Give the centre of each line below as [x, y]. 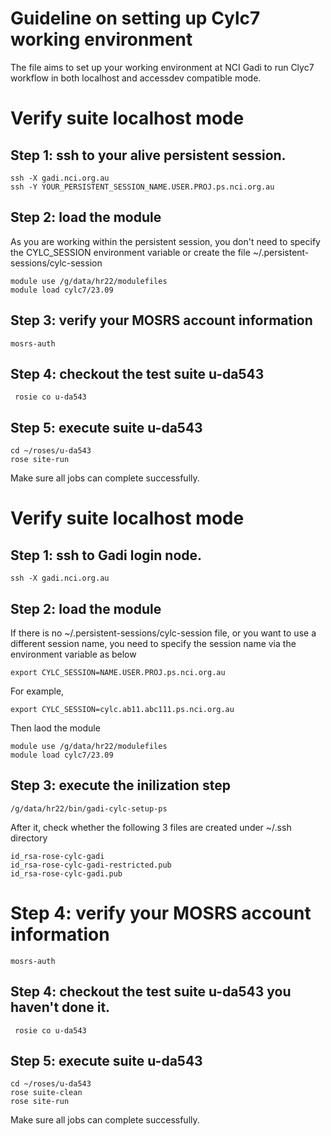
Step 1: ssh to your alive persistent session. [148, 155]
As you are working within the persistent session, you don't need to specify [165, 241]
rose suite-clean [46, 1093]
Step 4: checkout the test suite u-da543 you [151, 992]
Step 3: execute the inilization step [120, 785]
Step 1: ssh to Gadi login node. [106, 555]
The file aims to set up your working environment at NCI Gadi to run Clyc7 [162, 67]
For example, [37, 691]
